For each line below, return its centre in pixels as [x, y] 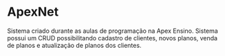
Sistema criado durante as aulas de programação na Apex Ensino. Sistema [112, 31]
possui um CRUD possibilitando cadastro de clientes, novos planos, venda [112, 38]
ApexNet [33, 12]
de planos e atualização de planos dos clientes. [74, 45]
